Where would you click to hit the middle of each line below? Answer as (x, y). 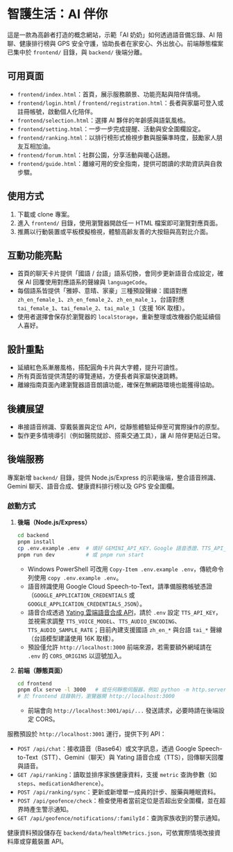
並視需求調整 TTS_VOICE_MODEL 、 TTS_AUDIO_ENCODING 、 (104, 621)
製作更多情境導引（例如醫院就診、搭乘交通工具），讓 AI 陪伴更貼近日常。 (121, 435)
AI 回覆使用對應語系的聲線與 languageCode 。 (88, 282)
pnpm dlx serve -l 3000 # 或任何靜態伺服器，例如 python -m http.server (122, 690)
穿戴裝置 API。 (46, 842)
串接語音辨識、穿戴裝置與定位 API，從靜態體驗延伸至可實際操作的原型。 (120, 427)
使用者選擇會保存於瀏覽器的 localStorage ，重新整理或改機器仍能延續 (116, 317)
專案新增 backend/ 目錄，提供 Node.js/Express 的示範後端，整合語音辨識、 (113, 477)
